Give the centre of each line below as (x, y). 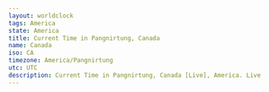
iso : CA (21, 53)
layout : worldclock (41, 16)
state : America (34, 30)
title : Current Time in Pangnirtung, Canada (84, 38)
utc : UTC (23, 68)
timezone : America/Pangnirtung (61, 61)
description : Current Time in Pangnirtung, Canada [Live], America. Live (135, 75)
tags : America (32, 23)
